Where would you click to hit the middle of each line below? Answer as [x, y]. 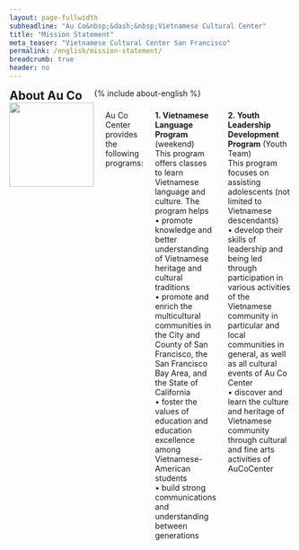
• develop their [255, 229]
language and [180, 191]
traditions [172, 287]
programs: [124, 163]
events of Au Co [257, 373]
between [171, 526]
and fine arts [251, 449]
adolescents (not [259, 191]
